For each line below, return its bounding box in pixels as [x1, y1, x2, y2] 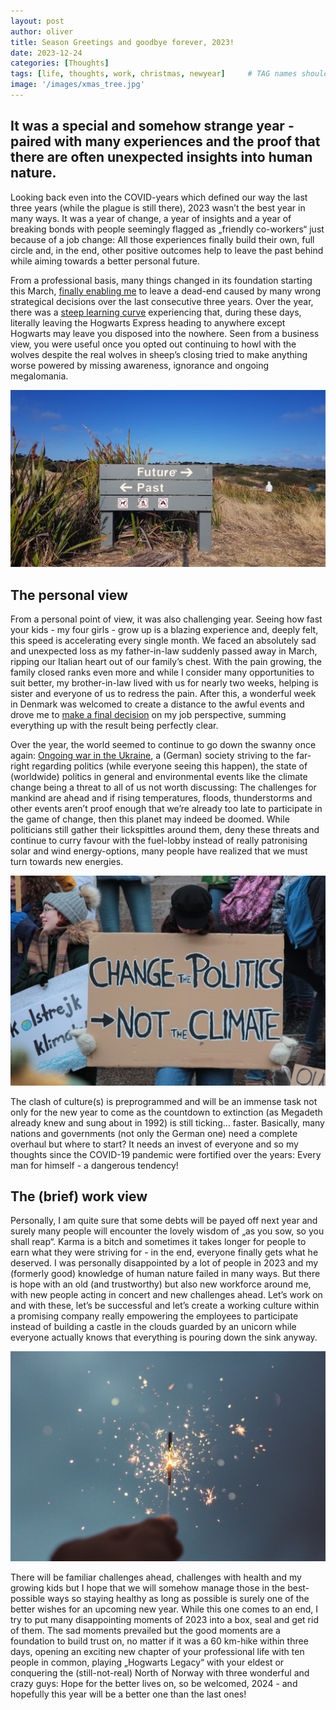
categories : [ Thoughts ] [10, 58, 110, 69]
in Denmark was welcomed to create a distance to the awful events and [10, 698, 305, 710]
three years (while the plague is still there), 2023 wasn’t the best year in [10, 201, 306, 214]
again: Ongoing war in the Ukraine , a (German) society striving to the [10, 750, 295, 761]
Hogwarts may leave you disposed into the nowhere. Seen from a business [10, 327, 320, 339]
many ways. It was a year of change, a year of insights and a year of [10, 212, 292, 224]
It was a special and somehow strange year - [10, 118, 295, 135]
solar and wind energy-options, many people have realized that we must [10, 845, 308, 857]
